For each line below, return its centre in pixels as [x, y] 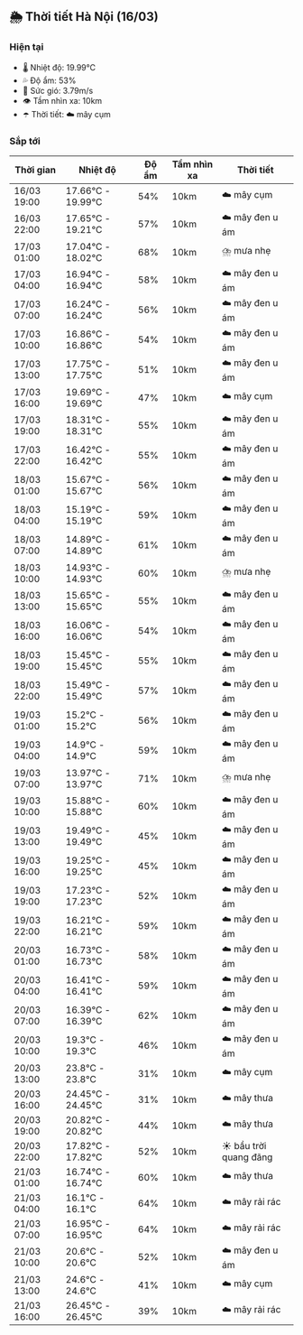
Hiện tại [27, 47]
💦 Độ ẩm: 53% [49, 80]
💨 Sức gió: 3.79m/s [58, 90]
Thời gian [36, 170]
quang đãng [248, 1157]
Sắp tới [25, 141]
